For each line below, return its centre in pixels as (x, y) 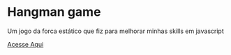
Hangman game (54, 12)
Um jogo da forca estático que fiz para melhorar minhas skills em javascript (116, 31)
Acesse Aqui (25, 44)
